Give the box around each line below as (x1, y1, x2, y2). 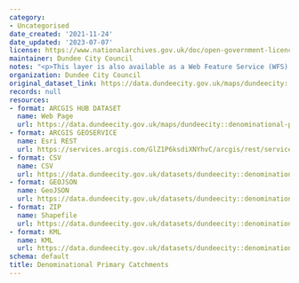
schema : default (9, 252, 69, 262)
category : (9, 12, 46, 22)
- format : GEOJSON (9, 178, 77, 187)
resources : (9, 95, 50, 105)
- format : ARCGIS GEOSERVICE (9, 129, 117, 138)
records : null (9, 87, 62, 96)
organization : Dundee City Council (9, 71, 141, 80)
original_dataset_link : (9, 79, 98, 88)
